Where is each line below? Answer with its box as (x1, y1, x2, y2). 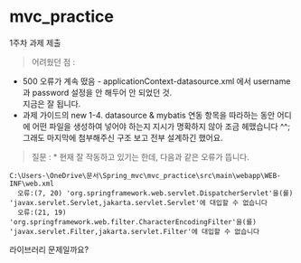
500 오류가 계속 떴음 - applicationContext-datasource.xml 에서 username (22, 75, 291, 87)
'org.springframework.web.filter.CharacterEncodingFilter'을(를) (9, 217, 258, 227)
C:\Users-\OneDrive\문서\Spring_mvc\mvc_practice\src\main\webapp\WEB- (9, 171, 282, 180)
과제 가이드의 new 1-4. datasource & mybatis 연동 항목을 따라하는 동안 (22, 109, 276, 120)
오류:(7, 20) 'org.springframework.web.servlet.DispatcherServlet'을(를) (17, 188, 294, 198)
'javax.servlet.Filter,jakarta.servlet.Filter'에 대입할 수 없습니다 (9, 227, 260, 236)
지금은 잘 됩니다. (22, 98, 81, 109)
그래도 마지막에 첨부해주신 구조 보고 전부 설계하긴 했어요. (22, 132, 223, 143)
